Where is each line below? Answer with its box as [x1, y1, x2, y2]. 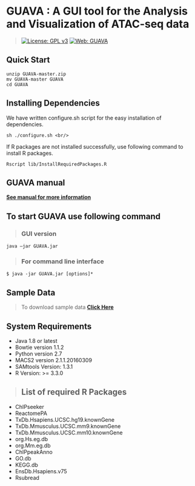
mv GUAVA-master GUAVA [6, 76, 64, 83]
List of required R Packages [21, 387, 127, 397]
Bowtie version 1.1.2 [15, 343, 64, 351]
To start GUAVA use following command [6, 211, 161, 221]
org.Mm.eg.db [15, 442, 51, 449]
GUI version [21, 229, 57, 238]
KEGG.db [15, 461, 38, 468]
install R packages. [6, 149, 53, 157]
